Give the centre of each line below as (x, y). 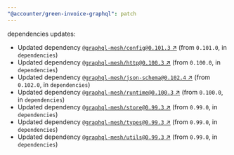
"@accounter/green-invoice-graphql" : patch (72, 14)
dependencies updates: (41, 34)
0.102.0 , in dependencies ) (54, 84)
